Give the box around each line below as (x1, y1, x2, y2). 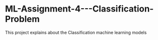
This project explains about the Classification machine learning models (5, 29, 147, 35)
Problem (5, 13, 40, 25)
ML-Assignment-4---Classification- (5, 3, 154, 14)
